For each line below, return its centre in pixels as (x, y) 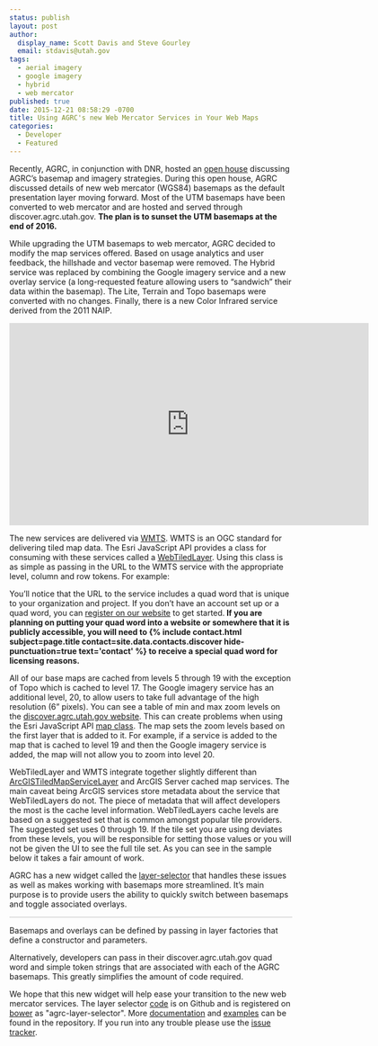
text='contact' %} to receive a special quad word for (178, 651)
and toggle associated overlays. (68, 904)
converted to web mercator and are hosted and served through (126, 207)
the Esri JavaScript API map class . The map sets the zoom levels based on (147, 726)
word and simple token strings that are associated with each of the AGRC (145, 967)
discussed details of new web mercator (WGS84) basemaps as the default (147, 188)
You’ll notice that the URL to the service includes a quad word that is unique (149, 594)
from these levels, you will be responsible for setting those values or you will (150, 838)
